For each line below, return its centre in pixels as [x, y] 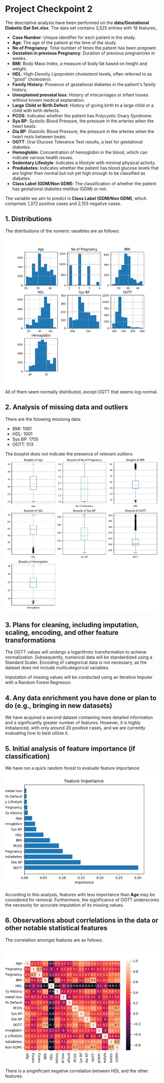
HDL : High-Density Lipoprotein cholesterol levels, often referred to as [82, 74]
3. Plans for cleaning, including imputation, [72, 625]
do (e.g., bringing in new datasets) [59, 705]
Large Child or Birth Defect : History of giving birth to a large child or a [83, 105]
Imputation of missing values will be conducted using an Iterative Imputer [79, 677]
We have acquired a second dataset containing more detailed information [79, 717]
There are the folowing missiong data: [43, 419]
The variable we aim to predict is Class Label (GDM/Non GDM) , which [76, 198]
